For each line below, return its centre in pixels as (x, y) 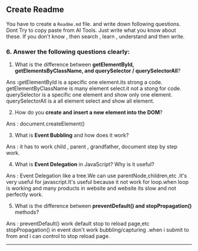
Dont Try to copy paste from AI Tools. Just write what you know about (91, 30)
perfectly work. (24, 194)
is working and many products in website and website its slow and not (91, 189)
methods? (27, 212)
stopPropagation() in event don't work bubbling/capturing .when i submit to (98, 230)
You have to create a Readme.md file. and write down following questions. (93, 24)
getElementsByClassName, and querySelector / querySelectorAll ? (98, 71)
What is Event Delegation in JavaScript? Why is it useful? (84, 164)
